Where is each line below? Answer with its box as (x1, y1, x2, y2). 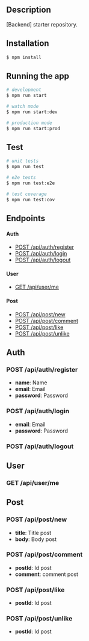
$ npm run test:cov (6, 196, 55, 202)
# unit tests (6, 158, 39, 164)
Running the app (6, 70, 69, 81)
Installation (6, 39, 49, 49)
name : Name (14, 379, 48, 386)
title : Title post (14, 529, 52, 536)
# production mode (6, 120, 52, 126)
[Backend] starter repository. (6, 20, 78, 28)
